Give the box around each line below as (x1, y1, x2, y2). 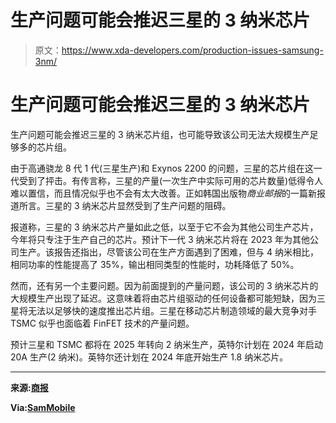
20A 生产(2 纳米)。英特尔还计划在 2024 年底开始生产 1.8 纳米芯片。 (10, 351, 289, 363)
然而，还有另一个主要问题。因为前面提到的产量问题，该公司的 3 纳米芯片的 (10, 279, 319, 291)
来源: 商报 (10, 381, 49, 393)
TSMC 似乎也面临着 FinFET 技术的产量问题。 (10, 317, 195, 329)
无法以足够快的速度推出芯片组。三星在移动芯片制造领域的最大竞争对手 (27, 304, 317, 316)
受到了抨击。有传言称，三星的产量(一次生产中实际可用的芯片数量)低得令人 (18, 174, 324, 186)
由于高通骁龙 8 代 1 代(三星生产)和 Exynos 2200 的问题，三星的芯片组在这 (10, 162, 314, 174)
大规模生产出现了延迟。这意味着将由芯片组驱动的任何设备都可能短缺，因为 (10, 292, 317, 304)
